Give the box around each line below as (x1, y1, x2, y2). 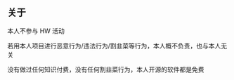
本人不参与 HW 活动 (7, 27, 65, 35)
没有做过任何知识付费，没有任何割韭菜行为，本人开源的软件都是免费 (7, 65, 204, 74)
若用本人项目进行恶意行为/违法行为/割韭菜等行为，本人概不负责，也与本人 (7, 41, 221, 50)
